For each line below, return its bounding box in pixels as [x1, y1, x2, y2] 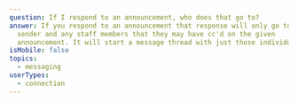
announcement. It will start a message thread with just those [17, 37, 255, 47]
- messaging [17, 63, 62, 72]
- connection [17, 79, 66, 88]
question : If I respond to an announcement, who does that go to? [9, 12, 260, 22]
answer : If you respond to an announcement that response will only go [9, 21, 279, 30]
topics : [9, 54, 38, 63]
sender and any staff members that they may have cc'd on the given [17, 29, 276, 38]
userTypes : [9, 71, 50, 80]
